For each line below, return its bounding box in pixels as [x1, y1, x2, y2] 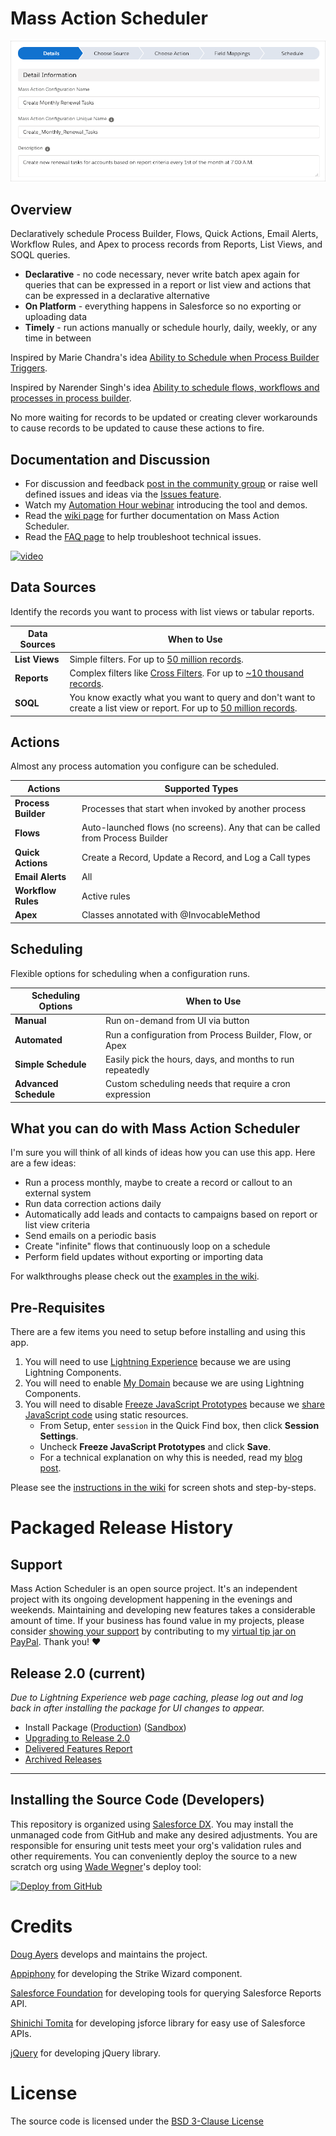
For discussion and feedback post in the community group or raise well [24, 477, 318, 489]
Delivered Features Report [24, 1743, 133, 1755]
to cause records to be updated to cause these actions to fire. [10, 422, 265, 434]
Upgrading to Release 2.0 [24, 1732, 131, 1744]
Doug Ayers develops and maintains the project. [10, 1948, 208, 1960]
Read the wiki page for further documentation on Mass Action [24, 509, 280, 521]
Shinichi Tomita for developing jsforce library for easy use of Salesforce [10, 2017, 306, 2029]
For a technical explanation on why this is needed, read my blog [39, 1452, 303, 1464]
